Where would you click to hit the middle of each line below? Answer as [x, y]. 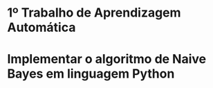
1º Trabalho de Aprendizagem [94, 13]
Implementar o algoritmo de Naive [107, 59]
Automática [41, 27]
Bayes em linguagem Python [91, 74]
